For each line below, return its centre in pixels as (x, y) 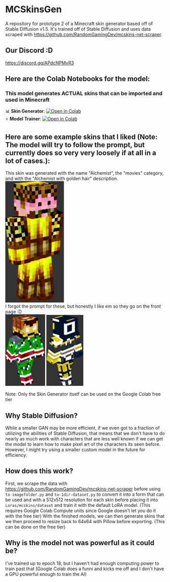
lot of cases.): (28, 161)
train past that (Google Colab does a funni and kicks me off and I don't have (85, 569)
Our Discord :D (29, 50)
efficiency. (16, 455)
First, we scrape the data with (36, 483)
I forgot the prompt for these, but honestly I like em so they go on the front (83, 306)
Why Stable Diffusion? (41, 416)
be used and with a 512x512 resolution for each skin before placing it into (82, 500)
